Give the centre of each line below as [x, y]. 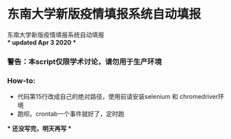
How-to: [21, 80]
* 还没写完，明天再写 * [39, 129]
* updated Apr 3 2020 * [42, 42]
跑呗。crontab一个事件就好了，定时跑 [71, 114]
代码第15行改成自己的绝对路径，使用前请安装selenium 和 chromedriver [118, 97]
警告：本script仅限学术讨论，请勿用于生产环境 [85, 62]
